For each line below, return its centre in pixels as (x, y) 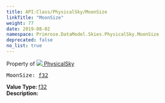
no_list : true (24, 46)
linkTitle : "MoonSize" (35, 18)
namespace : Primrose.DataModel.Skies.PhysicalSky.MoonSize (83, 35)
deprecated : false (30, 40)
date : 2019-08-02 (28, 29)
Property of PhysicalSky (40, 64)
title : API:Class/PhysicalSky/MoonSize (57, 12)
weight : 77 (20, 23)
